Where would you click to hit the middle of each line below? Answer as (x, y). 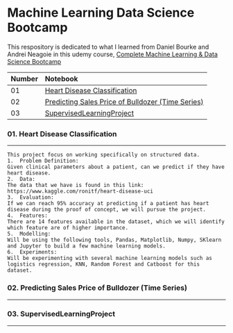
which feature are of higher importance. (68, 228)
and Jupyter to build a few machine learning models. (87, 246)
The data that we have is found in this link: (76, 186)
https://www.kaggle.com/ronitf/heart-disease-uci (80, 192)
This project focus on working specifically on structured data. (103, 155)
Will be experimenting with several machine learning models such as (110, 259)
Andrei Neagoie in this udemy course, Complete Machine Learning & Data (113, 54)
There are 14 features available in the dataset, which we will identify (116, 222)
